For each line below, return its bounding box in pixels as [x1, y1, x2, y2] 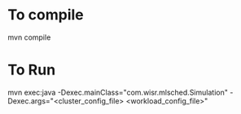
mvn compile [7, 32, 51, 42]
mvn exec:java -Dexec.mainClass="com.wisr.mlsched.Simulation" [7, 87, 229, 97]
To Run [7, 61, 56, 79]
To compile [7, 6, 85, 24]
